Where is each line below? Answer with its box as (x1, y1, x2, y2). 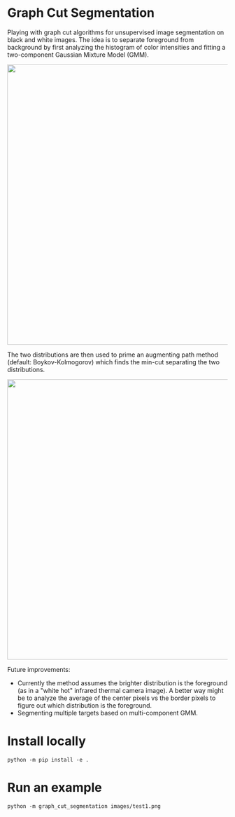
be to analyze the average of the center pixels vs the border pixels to (17, 694, 216, 702)
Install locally (7, 734, 86, 749)
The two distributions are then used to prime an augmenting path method (7, 350, 219, 359)
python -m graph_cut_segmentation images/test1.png (7, 802, 161, 810)
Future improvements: (7, 665, 71, 673)
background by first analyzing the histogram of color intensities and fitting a (7, 43, 226, 51)
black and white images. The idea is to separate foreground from (7, 35, 194, 43)
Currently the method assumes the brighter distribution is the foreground (17, 678, 228, 687)
